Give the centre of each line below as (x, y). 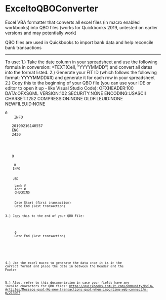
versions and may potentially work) (41, 33)
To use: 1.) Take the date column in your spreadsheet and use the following (82, 62)
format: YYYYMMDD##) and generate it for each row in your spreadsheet (80, 78)
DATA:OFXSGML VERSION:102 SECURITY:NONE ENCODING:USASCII (76, 93)
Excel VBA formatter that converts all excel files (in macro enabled (72, 22)
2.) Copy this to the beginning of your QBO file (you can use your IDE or (78, 83)
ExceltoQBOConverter (52, 9)
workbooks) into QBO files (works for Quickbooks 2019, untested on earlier (82, 27)
